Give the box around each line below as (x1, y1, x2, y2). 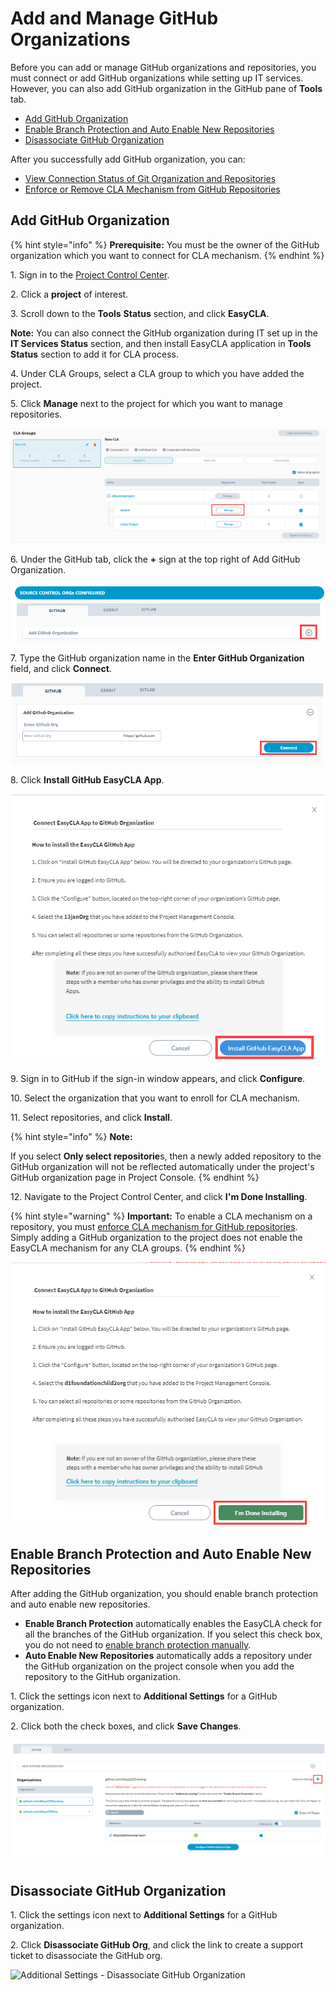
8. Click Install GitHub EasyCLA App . (10, 774, 165, 786)
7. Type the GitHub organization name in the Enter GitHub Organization (10, 652, 305, 664)
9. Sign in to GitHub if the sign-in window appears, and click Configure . (10, 1073, 306, 1085)
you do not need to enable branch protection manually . (24, 1639, 252, 1651)
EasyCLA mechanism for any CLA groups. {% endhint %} (10, 1242, 246, 1254)
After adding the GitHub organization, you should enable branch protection (10, 1588, 318, 1600)
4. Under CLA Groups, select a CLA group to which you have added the (10, 367, 305, 379)
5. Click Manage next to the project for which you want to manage (10, 397, 283, 409)
